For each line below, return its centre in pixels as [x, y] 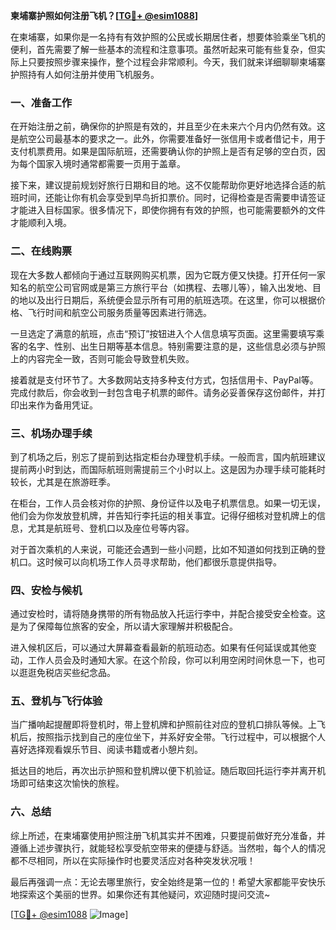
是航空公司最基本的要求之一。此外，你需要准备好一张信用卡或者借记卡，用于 [168, 139]
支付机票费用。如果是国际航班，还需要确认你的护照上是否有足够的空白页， [163, 151]
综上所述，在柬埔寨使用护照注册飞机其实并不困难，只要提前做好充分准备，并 [168, 835]
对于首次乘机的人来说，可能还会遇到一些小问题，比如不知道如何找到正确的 [163, 549]
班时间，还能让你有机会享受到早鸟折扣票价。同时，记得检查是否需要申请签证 [168, 198]
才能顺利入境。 [41, 223]
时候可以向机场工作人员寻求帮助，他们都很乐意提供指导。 [163, 561]
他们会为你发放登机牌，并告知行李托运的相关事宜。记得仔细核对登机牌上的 [163, 515]
